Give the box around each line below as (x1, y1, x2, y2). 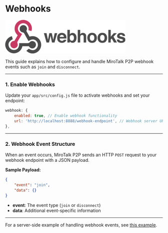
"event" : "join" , (14, 182, 50, 187)
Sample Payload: (5, 167, 41, 173)
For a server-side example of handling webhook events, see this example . (5, 221, 157, 228)
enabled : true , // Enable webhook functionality (14, 113, 117, 118)
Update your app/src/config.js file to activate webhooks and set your (5, 92, 150, 98)
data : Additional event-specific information (12, 207, 101, 213)
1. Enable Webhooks (5, 81, 55, 88)
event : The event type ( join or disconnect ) (12, 202, 101, 208)
